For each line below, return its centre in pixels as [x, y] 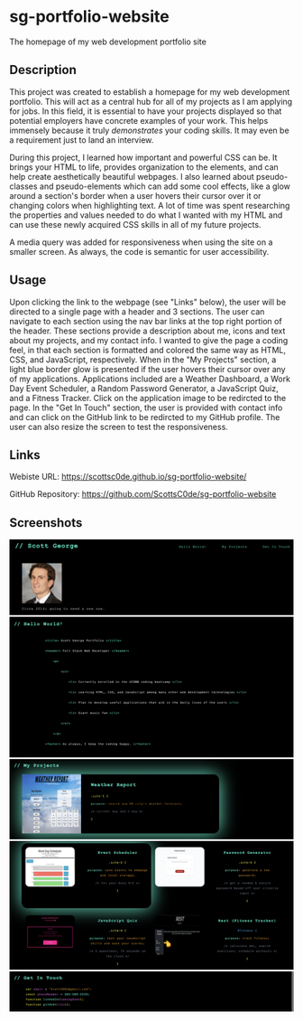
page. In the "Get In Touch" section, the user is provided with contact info [146, 407]
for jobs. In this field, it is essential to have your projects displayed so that [146, 111]
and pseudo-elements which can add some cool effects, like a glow [165, 186]
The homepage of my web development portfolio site [108, 42]
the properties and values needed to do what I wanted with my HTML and [146, 215]
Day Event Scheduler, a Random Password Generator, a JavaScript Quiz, [144, 388]
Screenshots [46, 523]
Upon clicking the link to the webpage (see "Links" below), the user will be [148, 302]
